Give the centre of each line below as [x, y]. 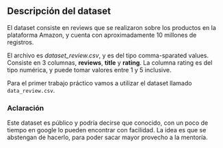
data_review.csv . [31, 90]
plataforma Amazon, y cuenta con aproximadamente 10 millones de [102, 35]
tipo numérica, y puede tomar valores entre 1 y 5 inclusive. [89, 70]
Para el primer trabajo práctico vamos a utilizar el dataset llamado [100, 83]
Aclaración [26, 108]
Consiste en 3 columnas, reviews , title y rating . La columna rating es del [110, 62]
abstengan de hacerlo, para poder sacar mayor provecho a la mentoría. [108, 137]
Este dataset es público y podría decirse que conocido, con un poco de [108, 123]
